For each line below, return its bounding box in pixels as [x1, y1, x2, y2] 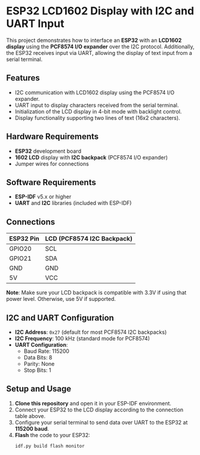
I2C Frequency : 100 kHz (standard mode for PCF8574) [14, 335, 150, 342]
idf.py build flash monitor [14, 443, 85, 449]
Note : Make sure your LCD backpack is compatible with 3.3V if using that [6, 289, 187, 296]
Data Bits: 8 [23, 354, 53, 361]
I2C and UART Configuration [6, 312, 115, 323]
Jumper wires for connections [14, 160, 90, 167]
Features [6, 73, 40, 83]
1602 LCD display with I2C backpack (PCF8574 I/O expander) [14, 153, 168, 161]
